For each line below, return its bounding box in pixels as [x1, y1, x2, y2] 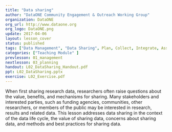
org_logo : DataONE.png [5, 27, 54, 32]
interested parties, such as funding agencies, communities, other [5, 99, 142, 105]
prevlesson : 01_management [5, 55, 63, 60]
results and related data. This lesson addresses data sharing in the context [5, 109, 163, 116]
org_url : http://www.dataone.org [5, 21, 77, 27]
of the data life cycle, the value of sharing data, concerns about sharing [5, 115, 156, 121]
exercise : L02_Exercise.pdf [5, 74, 66, 79]
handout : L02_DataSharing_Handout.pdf [5, 64, 88, 70]
